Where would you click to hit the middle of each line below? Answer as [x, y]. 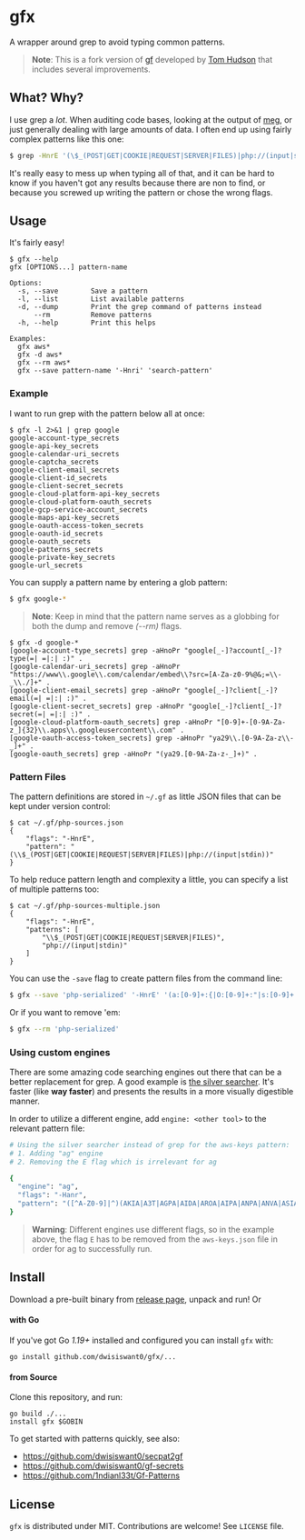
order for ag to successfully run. [92, 1248]
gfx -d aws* [40, 355]
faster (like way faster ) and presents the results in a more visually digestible [152, 1091]
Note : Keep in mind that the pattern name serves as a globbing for [155, 616]
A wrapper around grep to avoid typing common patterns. [117, 42]
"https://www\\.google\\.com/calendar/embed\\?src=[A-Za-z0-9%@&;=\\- [146, 675]
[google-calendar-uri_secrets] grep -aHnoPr [95, 666]
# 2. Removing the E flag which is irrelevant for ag [113, 1162]
